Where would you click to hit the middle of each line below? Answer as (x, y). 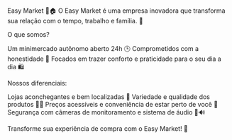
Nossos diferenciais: (37, 83)
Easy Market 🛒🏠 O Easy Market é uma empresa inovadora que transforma (116, 11)
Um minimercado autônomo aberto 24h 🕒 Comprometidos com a (103, 48)
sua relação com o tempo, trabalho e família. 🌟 (75, 21)
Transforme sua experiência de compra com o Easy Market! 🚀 (98, 129)
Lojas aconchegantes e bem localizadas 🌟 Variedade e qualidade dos (109, 97)
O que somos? (28, 34)
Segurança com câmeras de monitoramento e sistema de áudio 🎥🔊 (106, 112)
